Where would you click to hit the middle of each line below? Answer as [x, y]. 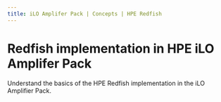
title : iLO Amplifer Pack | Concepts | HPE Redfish [84, 14]
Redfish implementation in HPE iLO [111, 48]
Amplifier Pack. [29, 90]
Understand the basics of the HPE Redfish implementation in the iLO [106, 83]
